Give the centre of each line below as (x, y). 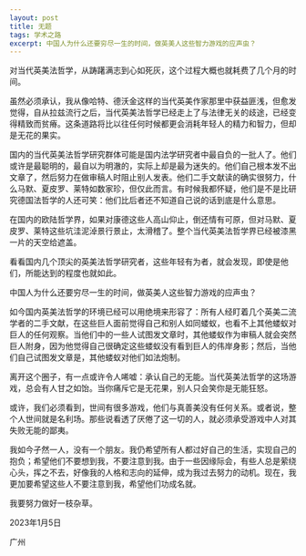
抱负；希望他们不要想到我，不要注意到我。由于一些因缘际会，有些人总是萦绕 (153, 461)
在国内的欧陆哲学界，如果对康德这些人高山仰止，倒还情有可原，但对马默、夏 (153, 220)
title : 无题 (31, 26)
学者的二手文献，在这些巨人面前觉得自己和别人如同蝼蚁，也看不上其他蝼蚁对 (153, 324)
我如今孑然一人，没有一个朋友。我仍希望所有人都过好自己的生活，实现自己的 (153, 450)
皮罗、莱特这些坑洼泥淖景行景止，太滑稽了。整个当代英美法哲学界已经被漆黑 (153, 231)
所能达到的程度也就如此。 (73, 273)
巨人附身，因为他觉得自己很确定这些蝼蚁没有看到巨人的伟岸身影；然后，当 (149, 346)
